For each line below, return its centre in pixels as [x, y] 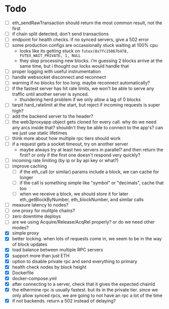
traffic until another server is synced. [50, 94]
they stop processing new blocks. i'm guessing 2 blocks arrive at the [91, 61]
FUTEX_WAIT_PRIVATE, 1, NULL [50, 56]
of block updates [30, 244]
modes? [20, 228]
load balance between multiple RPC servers [58, 250]
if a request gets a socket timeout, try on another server [70, 144]
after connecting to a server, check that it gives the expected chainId [83, 284]
